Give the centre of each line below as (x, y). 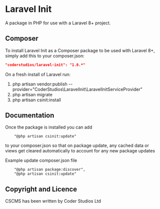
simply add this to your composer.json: (45, 56)
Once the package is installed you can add (49, 127)
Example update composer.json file (41, 160)
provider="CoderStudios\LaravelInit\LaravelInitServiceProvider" (77, 89)
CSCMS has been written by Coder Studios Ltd (53, 201)
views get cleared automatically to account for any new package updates (80, 151)
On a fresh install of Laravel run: (38, 74)
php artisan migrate (32, 94)
